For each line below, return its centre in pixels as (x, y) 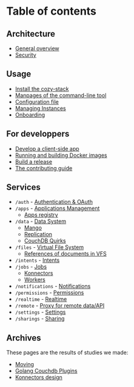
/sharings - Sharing (40, 319)
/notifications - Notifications (53, 286)
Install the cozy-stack (42, 89)
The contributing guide (44, 168)
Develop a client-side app (47, 148)
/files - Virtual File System (49, 247)
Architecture (31, 34)
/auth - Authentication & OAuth (54, 202)
